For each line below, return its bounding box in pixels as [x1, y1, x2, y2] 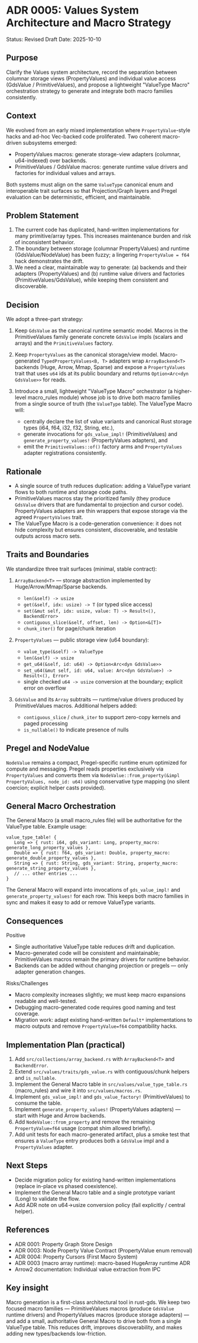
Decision [6, 300, 40, 310]
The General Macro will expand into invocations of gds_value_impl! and [6, 886, 180, 894]
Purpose [6, 53, 38, 63]
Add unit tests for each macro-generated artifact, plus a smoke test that [14, 1131, 190, 1138]
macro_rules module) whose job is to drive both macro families [27, 394, 181, 401]
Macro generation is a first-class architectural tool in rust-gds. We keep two [6, 1299, 190, 1306]
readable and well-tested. [14, 998, 77, 1005]
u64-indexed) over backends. [14, 157, 87, 164]
